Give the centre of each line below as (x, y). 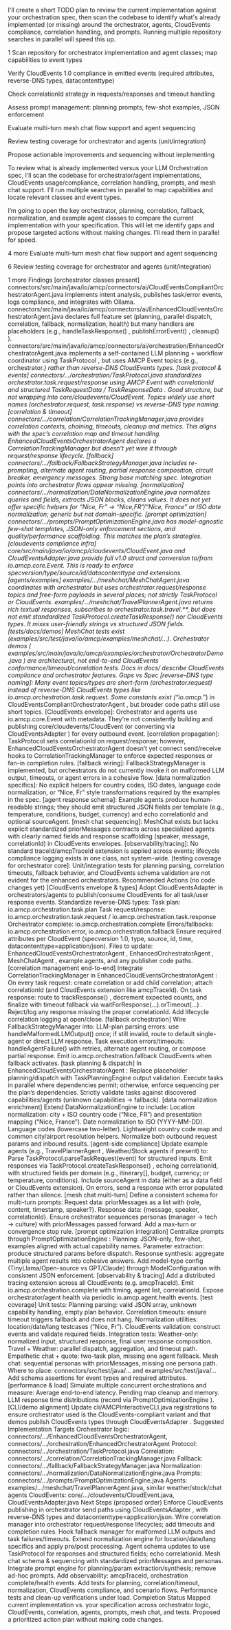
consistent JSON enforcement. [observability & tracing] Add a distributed (111, 1275)
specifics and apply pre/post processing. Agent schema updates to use (109, 1546)
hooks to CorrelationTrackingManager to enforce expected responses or (110, 756)
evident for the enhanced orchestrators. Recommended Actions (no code (111, 880)
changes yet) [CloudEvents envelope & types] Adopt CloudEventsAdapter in (115, 887)
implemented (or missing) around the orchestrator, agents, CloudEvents (109, 24)
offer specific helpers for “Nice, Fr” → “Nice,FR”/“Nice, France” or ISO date (114, 507)
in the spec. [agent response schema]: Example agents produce (99, 799)
